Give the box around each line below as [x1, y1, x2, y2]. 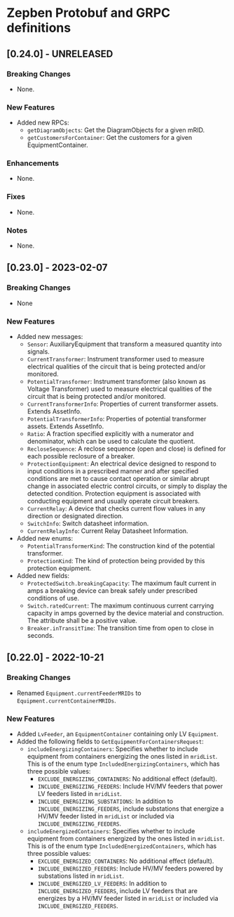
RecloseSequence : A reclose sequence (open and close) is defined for [27, 444, 226, 453]
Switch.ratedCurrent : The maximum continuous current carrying [27, 601, 214, 610]
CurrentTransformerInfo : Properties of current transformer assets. [27, 399, 219, 409]
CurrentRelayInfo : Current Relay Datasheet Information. [27, 527, 188, 535]
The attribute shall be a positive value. [27, 617, 137, 625]
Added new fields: [16, 572, 69, 580]
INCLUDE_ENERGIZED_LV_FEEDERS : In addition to [37, 879, 167, 887]
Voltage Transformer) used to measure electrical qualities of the [27, 385, 212, 393]
